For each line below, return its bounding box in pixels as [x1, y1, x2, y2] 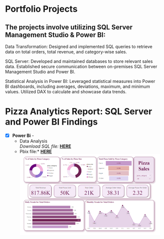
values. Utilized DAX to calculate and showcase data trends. [5, 89, 127, 94]
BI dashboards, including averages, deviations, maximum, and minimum [5, 83, 150, 89]
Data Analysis [19, 138, 48, 144]
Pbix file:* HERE [19, 149, 52, 154]
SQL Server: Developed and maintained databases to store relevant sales [5, 58, 153, 64]
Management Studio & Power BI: [5, 30, 106, 39]
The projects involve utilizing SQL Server [5, 23, 133, 31]
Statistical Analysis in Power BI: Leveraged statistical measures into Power [5, 79, 156, 84]
